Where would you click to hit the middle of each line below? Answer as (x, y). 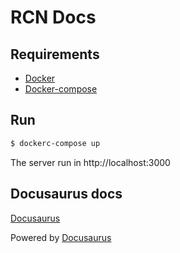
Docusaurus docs (66, 194)
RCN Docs (53, 17)
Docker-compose (61, 89)
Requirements (55, 54)
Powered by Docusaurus (61, 237)
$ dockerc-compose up (55, 143)
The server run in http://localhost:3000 (90, 162)
